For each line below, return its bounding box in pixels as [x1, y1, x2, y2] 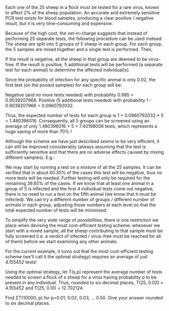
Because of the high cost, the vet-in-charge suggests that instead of [5, 30, 148, 36]
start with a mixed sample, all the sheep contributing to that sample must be [5, 228, 163, 234]
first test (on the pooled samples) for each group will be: [5, 82, 123, 88]
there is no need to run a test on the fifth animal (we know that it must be [5, 191, 156, 197]
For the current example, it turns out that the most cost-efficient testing [5, 248, 153, 254]
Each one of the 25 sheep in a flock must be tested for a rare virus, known [5, 5, 159, 10]
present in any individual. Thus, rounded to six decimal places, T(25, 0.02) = [5, 280, 164, 285]
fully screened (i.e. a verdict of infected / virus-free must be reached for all [5, 233, 161, 239]
